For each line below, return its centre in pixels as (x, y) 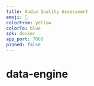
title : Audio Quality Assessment (47, 12)
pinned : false (24, 45)
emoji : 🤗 (17, 17)
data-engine (37, 74)
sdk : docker (21, 34)
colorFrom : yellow (29, 23)
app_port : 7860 (25, 39)
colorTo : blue (24, 28)
